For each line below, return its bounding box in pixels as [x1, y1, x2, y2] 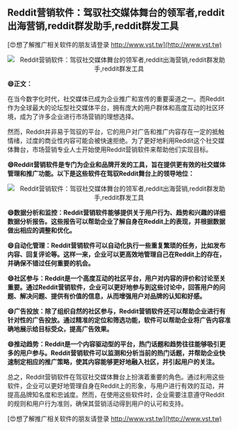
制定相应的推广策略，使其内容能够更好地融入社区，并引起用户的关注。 [13, 358, 218, 366]
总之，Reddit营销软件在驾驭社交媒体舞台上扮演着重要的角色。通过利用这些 [7, 372, 225, 381]
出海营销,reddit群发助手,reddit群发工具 [7, 20, 179, 32]
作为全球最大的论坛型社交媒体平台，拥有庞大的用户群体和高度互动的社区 [7, 103, 218, 112]
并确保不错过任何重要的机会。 [7, 259, 94, 267]
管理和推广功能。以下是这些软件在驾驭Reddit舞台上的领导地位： [7, 169, 195, 178]
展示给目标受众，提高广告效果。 [19, 324, 113, 333]
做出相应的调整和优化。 [7, 226, 76, 235]
